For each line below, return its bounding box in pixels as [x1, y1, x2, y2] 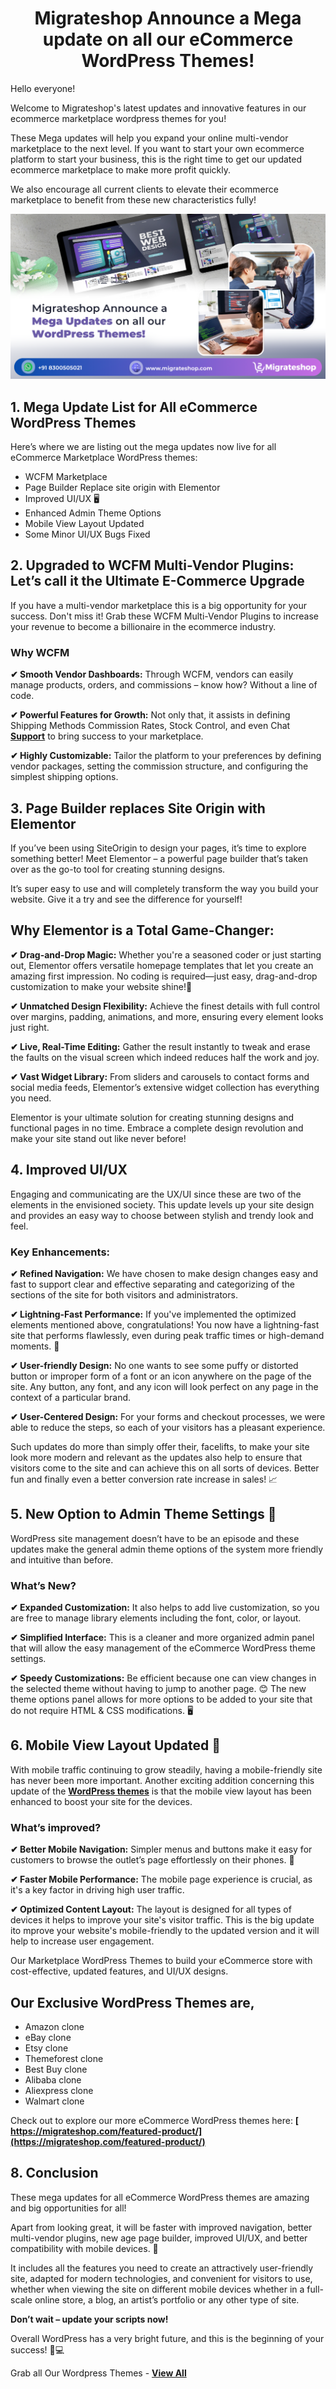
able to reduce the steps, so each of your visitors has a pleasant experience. [10, 1421, 326, 1433]
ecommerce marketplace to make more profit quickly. [10, 163, 231, 176]
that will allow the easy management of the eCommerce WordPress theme [10, 1642, 316, 1654]
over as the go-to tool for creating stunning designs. [10, 863, 226, 875]
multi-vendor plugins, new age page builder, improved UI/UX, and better [10, 2232, 308, 2244]
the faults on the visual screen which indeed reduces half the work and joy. [10, 1051, 320, 1063]
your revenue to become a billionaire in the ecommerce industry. [10, 620, 277, 632]
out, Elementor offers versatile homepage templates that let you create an [10, 959, 314, 971]
